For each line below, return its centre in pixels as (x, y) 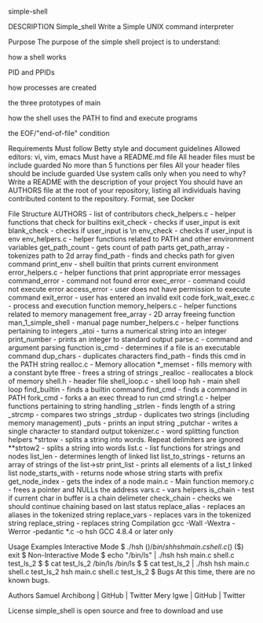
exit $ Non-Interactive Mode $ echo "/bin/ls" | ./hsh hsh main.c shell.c (121, 555)
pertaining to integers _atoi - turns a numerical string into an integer (117, 331)
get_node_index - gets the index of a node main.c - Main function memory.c (131, 481)
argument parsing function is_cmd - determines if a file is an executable (124, 348)
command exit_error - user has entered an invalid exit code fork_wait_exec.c (131, 297)
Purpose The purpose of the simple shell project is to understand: (115, 42)
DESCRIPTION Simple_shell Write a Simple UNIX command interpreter (121, 26)
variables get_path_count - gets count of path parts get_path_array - (119, 247)
